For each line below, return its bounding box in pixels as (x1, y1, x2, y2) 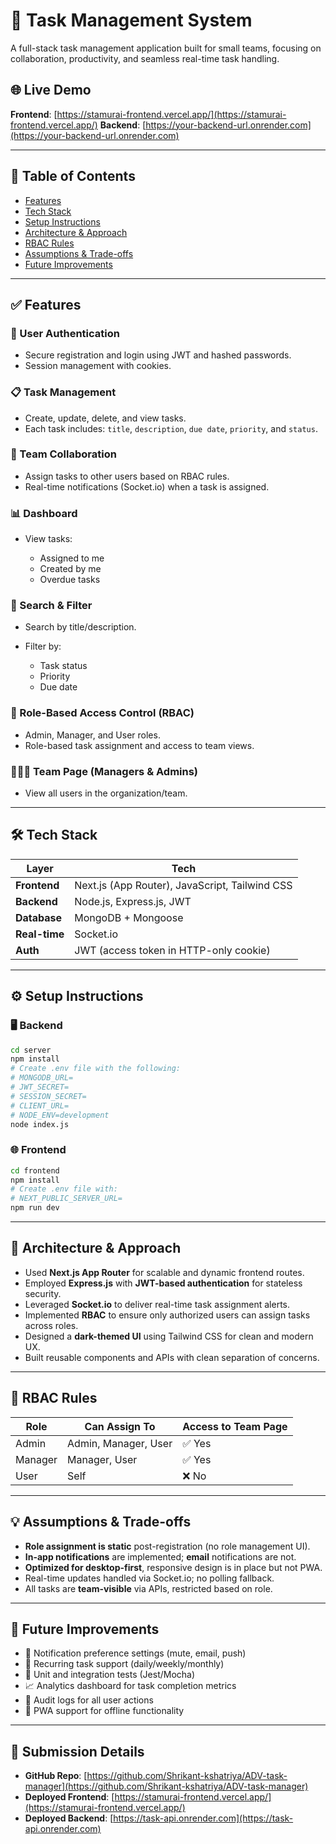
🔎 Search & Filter (10, 599, 93, 613)
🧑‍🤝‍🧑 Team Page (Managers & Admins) (10, 764, 199, 778)
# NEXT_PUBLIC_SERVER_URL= (10, 1194, 123, 1204)
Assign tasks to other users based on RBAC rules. (24, 470, 230, 482)
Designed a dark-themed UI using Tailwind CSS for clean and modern (24, 1330, 314, 1342)
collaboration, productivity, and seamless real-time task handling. (10, 52, 280, 64)
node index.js (10, 1119, 70, 1129)
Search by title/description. (24, 621, 137, 633)
